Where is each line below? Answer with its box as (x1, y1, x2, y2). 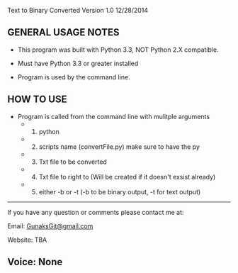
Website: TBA (7, 235, 47, 244)
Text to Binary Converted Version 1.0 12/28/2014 (7, 6, 149, 14)
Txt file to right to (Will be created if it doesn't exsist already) (38, 172, 216, 181)
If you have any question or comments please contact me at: (7, 208, 184, 216)
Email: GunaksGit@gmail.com (7, 221, 93, 230)
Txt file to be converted (38, 157, 108, 166)
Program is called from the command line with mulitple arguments (17, 112, 210, 121)
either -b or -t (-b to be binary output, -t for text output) (38, 187, 201, 196)
